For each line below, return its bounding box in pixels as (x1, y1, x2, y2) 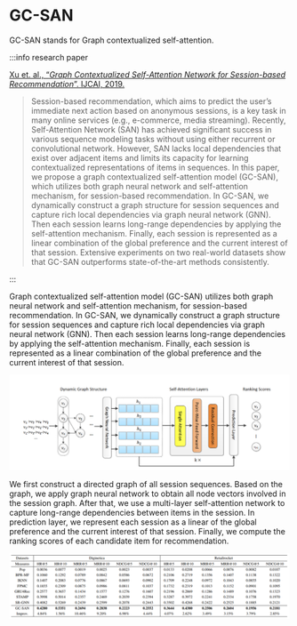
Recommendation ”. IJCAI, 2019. (9, 78, 125, 89)
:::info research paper (9, 52, 89, 62)
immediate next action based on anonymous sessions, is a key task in (30, 105, 286, 116)
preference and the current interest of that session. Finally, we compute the (9, 526, 286, 536)
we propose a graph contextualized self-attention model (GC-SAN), (30, 171, 278, 182)
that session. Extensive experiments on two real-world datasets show (30, 246, 286, 258)
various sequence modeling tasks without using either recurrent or (30, 133, 276, 144)
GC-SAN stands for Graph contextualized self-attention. (9, 35, 214, 45)
